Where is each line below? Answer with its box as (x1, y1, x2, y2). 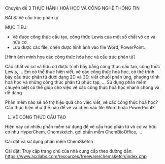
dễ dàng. (5, 90, 23, 95)
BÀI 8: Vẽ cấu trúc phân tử (5, 15, 59, 20)
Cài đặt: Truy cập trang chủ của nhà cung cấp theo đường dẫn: (5, 148, 133, 154)
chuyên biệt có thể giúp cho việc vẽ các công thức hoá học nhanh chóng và (5, 84, 160, 90)
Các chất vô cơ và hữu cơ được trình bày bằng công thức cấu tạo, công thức (5, 64, 160, 69)
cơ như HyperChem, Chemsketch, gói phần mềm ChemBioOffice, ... (5, 129, 143, 135)
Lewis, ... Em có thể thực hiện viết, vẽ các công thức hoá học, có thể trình (5, 69, 155, 75)
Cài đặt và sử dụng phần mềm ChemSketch (5, 139, 94, 144)
